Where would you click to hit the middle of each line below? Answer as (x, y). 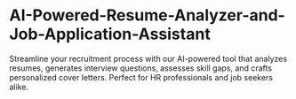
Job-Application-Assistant (110, 34)
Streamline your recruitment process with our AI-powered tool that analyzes (148, 58)
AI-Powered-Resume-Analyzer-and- (148, 15)
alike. (19, 87)
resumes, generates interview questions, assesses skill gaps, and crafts (141, 68)
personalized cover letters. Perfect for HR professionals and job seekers (141, 77)
